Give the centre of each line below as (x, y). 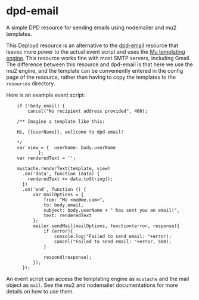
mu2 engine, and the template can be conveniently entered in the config (95, 70)
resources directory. (31, 83)
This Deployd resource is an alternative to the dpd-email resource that (92, 45)
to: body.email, (64, 205)
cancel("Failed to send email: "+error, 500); (113, 242)
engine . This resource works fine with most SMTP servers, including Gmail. (98, 58)
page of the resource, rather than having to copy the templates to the (91, 77)
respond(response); (68, 257)
